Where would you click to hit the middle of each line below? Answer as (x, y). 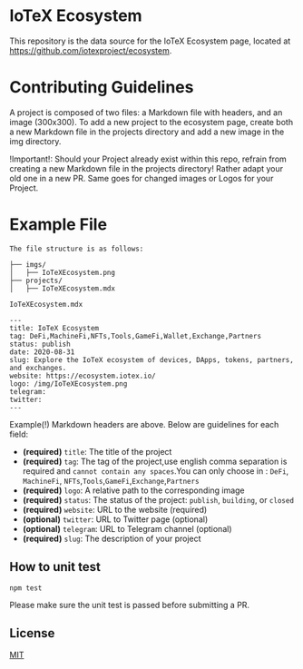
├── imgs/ (28, 264)
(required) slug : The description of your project (112, 538)
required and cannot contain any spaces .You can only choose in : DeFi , (156, 471)
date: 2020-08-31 (42, 352)
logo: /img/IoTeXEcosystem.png (68, 384)
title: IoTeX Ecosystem (54, 328)
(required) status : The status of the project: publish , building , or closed (158, 499)
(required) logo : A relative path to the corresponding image (133, 490)
